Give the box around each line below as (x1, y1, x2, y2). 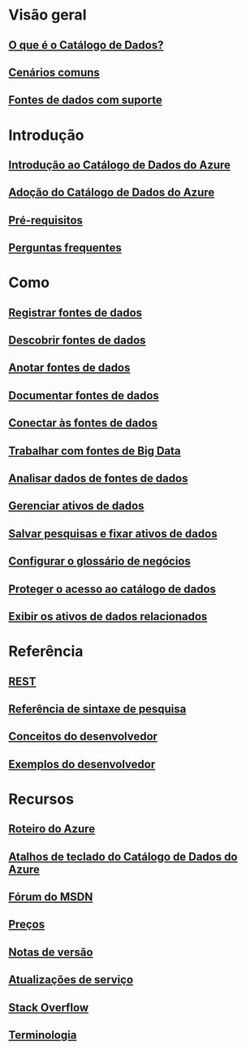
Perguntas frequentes (8, 241, 122, 255)
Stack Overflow (8, 1000, 89, 1014)
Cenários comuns (8, 65, 100, 79)
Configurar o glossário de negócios (8, 554, 191, 568)
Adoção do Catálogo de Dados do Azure (8, 185, 215, 200)
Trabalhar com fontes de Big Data (8, 444, 181, 458)
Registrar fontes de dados (8, 306, 143, 319)
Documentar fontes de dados (8, 388, 160, 402)
